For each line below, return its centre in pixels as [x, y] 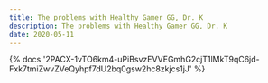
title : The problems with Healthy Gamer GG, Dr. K [106, 17]
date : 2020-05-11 [42, 34]
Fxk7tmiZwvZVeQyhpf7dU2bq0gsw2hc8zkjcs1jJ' [101, 69]
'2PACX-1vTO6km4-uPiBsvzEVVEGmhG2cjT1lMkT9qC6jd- [151, 60]
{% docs [25, 60]
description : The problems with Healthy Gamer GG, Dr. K [119, 26]
